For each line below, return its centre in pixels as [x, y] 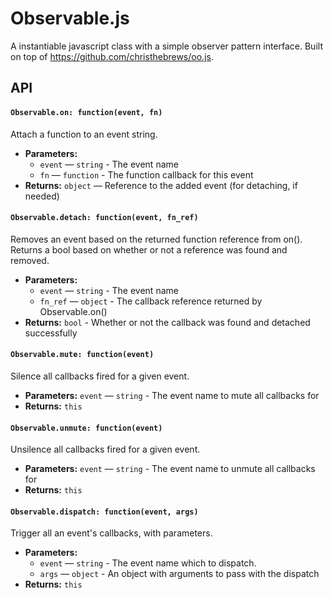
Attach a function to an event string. [84, 134]
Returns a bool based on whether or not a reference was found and [149, 249]
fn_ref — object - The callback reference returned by [151, 301]
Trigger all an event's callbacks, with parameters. [111, 533]
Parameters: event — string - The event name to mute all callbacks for [172, 395]
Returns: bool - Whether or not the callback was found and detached [167, 322]
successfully [51, 333]
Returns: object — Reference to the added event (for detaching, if [161, 185]
